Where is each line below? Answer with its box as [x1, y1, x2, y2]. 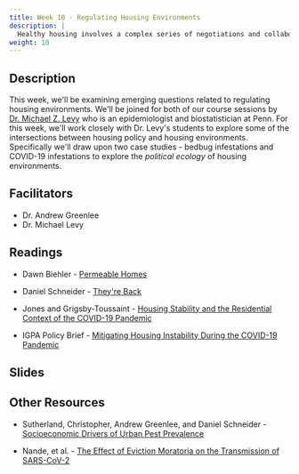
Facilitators [9, 186, 74, 201]
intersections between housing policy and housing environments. [9, 133, 249, 143]
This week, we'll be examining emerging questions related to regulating [9, 94, 271, 105]
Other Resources [9, 395, 105, 410]
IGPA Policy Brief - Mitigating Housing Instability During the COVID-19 [21, 330, 278, 341]
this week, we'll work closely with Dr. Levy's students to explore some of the [9, 123, 289, 133]
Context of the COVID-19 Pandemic [21, 312, 153, 323]
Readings [9, 245, 63, 261]
